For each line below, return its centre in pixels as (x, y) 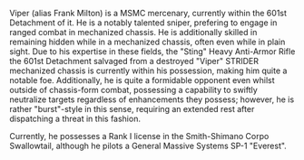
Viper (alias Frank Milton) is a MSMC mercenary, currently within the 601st (148, 13)
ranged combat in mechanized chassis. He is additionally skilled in (133, 32)
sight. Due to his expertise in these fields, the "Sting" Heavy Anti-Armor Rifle (152, 52)
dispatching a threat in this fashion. (75, 118)
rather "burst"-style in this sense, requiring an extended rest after (132, 109)
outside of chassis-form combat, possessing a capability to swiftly (134, 90)
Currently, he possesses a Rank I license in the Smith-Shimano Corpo (139, 136)
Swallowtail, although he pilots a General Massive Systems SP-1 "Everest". (148, 146)
